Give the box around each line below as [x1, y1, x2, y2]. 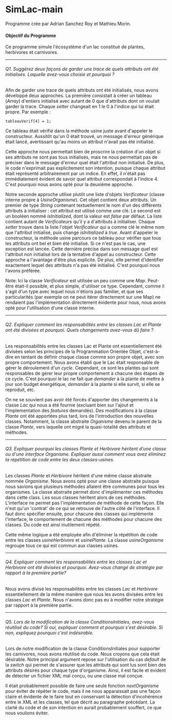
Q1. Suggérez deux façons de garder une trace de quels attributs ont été [5, 66, 159, 72]
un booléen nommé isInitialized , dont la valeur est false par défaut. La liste [5, 213, 162, 219]
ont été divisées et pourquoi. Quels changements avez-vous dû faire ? [5, 327, 154, 333]
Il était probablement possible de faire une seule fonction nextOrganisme [5, 683, 159, 689]
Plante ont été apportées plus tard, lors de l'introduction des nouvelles [5, 413, 154, 419]
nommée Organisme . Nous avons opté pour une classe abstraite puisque [5, 478, 160, 484]
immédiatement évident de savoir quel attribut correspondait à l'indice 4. [5, 176, 159, 182]
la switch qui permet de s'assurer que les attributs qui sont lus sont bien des [5, 662, 166, 668]
